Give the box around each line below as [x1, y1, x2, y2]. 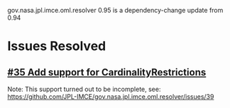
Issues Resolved [7, 38, 106, 54]
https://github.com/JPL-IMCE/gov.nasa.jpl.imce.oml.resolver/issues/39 [7, 92, 214, 101]
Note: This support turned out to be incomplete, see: [7, 85, 161, 93]
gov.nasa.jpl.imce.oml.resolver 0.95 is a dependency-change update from [7, 6, 224, 14]
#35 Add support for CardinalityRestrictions [7, 66, 207, 78]
